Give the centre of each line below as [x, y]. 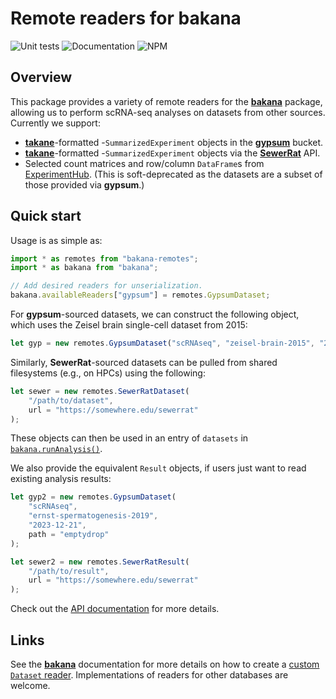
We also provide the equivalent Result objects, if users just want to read [158, 468]
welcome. [30, 685]
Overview [41, 77]
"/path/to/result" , [69, 571]
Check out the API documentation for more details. [115, 609]
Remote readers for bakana [126, 18]
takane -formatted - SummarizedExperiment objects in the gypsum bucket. [174, 142]
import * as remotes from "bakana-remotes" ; [104, 258]
